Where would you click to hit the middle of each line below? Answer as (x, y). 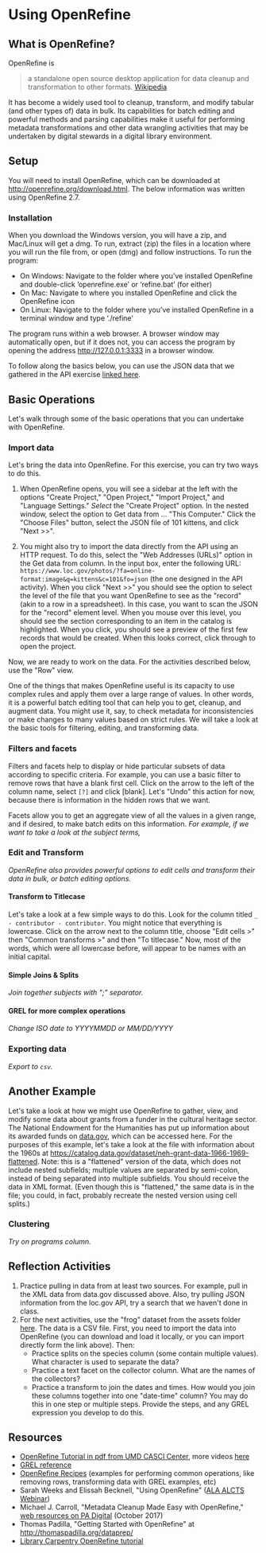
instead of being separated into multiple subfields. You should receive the (129, 1178)
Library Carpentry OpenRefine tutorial (81, 1541)
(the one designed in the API (197, 579)
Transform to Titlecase (47, 897)
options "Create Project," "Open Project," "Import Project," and (122, 497)
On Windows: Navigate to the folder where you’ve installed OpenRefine (136, 276)
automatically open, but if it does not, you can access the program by (122, 342)
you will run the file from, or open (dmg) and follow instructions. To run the (130, 252)
